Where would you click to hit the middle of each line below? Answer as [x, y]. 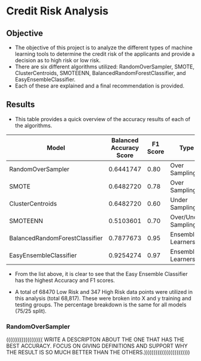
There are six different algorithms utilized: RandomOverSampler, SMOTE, [105, 67]
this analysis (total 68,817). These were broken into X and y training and [103, 298]
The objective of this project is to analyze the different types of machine [103, 47]
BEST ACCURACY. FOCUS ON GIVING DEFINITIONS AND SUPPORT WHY [97, 346]
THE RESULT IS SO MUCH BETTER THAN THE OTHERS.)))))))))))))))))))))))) [98, 353]
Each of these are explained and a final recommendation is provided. [100, 86]
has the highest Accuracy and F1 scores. [65, 280]
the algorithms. [33, 125]
